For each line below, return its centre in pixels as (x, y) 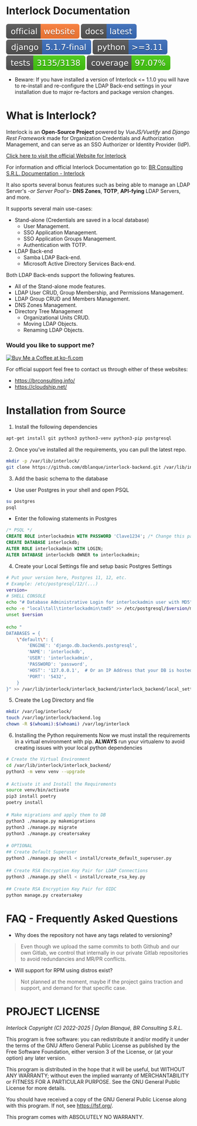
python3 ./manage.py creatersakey (48, 833)
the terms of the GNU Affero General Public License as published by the (93, 1046)
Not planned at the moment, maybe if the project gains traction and (102, 982)
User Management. (47, 226)
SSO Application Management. (60, 232)
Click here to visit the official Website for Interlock (66, 155)
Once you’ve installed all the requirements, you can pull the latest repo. (100, 449)
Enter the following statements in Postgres (66, 519)
